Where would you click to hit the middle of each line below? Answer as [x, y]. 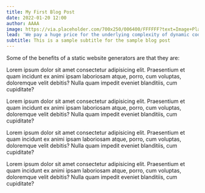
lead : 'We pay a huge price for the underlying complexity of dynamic [98, 35]
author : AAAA [23, 23]
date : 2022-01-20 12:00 [37, 18]
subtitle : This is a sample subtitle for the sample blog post [88, 40]
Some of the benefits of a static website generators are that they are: [93, 58]
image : [15, 29]
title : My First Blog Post [41, 12]
